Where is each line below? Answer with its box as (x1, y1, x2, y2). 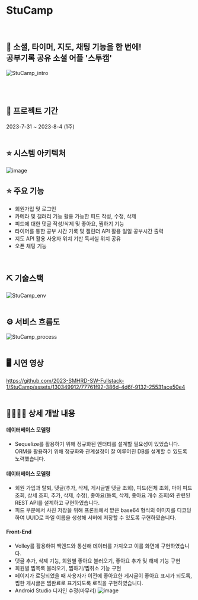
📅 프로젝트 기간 (6, 106, 58, 116)
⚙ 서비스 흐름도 (6, 317, 60, 327)
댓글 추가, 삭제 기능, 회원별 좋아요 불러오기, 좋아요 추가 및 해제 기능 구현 (14, 557, 181, 564)
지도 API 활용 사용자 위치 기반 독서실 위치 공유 (14, 235, 122, 242)
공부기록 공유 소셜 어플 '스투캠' (6, 53, 113, 63)
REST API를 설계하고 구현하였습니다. (14, 499, 100, 507)
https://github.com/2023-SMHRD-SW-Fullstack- (6, 377, 124, 384)
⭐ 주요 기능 (6, 186, 44, 196)
